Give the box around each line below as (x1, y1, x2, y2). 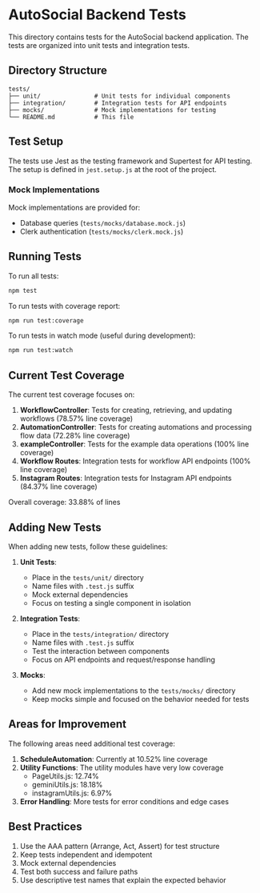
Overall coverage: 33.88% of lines (8, 498, 121, 507)
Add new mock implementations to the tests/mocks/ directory (31, 686, 236, 695)
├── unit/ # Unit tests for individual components (8, 92, 230, 100)
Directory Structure (8, 64, 108, 78)
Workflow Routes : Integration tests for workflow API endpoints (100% (19, 456, 251, 466)
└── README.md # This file (8, 113, 134, 121)
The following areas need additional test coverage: (8, 739, 176, 748)
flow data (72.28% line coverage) (19, 430, 130, 441)
